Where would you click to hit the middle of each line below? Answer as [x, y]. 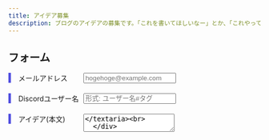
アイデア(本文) [42, 119]
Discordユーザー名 [49, 99]
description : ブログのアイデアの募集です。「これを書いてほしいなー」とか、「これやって [135, 23]
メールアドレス [43, 78]
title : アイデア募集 [39, 16]
